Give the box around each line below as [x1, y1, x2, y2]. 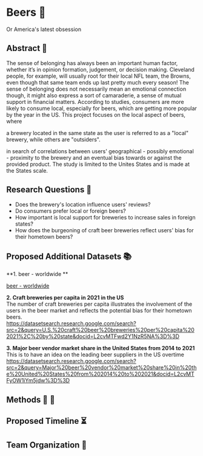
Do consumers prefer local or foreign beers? [15, 207, 126, 215]
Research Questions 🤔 [6, 185, 92, 195]
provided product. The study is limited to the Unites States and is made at [6, 161, 190, 168]
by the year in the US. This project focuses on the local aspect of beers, [6, 111, 186, 118]
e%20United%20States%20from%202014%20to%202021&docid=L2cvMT [6, 370, 195, 378]
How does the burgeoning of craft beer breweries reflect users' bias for [15, 226, 194, 233]
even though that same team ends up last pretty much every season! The [6, 78, 189, 86]
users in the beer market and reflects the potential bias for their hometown [6, 307, 192, 314]
